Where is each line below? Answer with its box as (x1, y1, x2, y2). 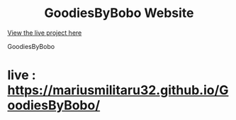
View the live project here (7, 28, 82, 37)
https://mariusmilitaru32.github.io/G (7, 82, 229, 99)
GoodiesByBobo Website (44, 5, 194, 21)
